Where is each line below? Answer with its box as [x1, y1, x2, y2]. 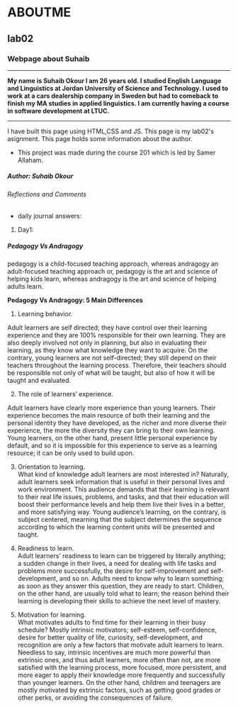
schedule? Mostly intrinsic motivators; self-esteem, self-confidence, [17, 625, 217, 635]
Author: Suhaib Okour [7, 172, 74, 181]
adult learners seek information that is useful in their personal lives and [17, 478, 225, 486]
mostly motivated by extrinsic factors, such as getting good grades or [17, 686, 222, 695]
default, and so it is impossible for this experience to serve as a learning [7, 441, 217, 450]
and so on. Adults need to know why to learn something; [59, 574, 225, 583]
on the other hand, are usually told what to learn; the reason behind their [17, 589, 229, 598]
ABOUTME [7, 4, 72, 21]
